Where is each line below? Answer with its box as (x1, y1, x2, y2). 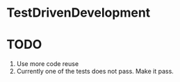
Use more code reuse (16, 60, 79, 68)
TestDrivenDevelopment (6, 5, 151, 21)
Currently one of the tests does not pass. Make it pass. (16, 67, 174, 76)
